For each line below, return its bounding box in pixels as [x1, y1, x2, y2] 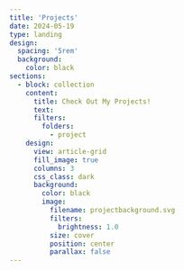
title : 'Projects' [9, 13, 78, 22]
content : [25, 88, 59, 97]
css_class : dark [32, 172, 95, 181]
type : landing [9, 30, 63, 39]
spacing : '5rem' [17, 47, 78, 56]
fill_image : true [32, 155, 99, 165]
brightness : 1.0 [57, 222, 119, 231]
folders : [41, 122, 75, 131]
